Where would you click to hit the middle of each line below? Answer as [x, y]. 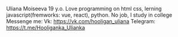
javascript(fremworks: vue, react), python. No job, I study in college [89, 15]
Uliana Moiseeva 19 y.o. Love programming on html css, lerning [84, 9]
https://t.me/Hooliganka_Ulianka [46, 27]
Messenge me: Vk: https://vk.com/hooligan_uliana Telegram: [81, 21]
